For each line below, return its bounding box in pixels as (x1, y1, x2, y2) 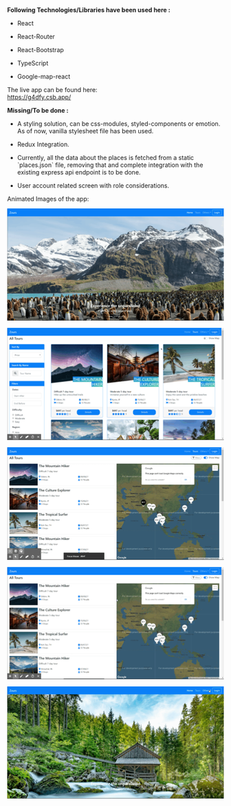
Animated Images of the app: (7, 195, 89, 203)
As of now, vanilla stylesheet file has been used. (16, 127, 154, 135)
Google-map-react (16, 72, 71, 80)
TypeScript (16, 59, 49, 67)
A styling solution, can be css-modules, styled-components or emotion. (16, 120, 221, 128)
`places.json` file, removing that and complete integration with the (16, 161, 203, 169)
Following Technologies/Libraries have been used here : (7, 6, 170, 14)
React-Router (16, 32, 55, 41)
